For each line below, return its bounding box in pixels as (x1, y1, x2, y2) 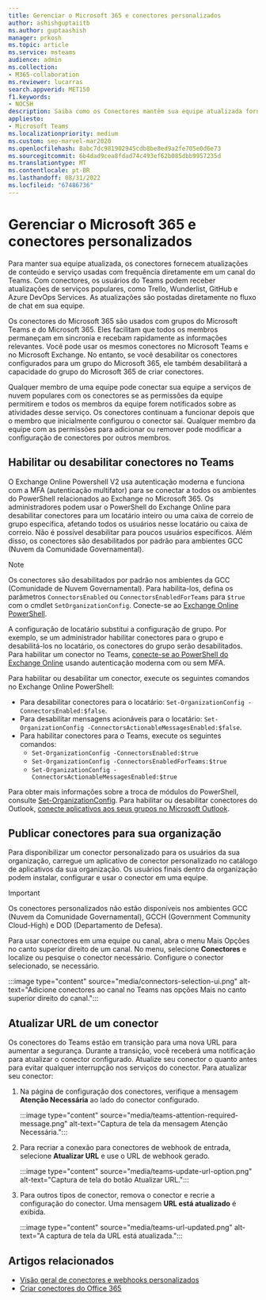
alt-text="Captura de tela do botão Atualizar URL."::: (19, 1175, 189, 1185)
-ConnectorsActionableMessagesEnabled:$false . (86, 722, 242, 732)
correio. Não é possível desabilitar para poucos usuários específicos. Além (8, 527, 253, 537)
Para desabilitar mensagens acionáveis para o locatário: (19, 713, 203, 723)
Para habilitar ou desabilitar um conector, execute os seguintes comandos (8, 673, 250, 683)
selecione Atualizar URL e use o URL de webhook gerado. (19, 1152, 210, 1161)
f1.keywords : (8, 93, 51, 101)
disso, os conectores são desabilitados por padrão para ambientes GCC (8, 536, 243, 545)
